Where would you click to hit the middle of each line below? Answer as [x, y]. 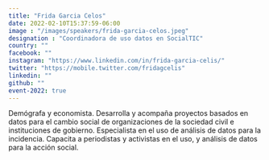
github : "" [27, 83]
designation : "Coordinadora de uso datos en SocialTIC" [106, 38]
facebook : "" [30, 53]
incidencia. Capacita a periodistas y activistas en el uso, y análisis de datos [133, 139]
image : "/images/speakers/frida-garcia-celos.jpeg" [99, 31]
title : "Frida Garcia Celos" [57, 16]
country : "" [28, 46]
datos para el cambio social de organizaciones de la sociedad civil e [122, 122]
